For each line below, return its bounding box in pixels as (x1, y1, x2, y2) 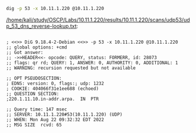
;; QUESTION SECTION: (6, 90, 60, 97)
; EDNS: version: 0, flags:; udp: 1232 (6, 80, 104, 86)
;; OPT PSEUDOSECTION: (6, 75, 62, 81)
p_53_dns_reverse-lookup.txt (6, 22, 77, 30)
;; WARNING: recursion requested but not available (6, 65, 136, 71)
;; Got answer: (6, 49, 44, 56)
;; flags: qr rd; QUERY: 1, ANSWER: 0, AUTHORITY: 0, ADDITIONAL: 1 (6, 60, 178, 66)
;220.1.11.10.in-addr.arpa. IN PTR (6, 96, 99, 102)
